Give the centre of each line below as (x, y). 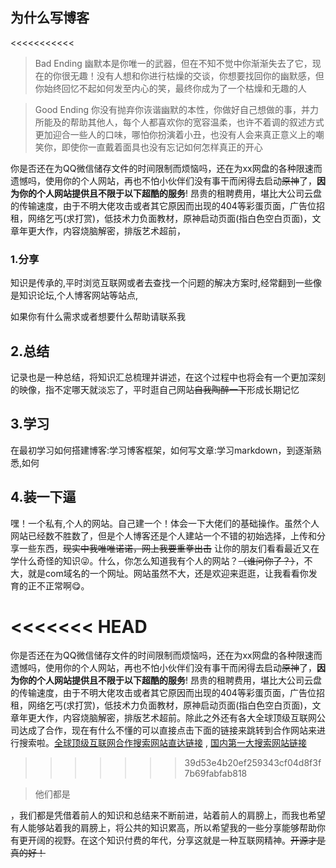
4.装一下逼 (43, 497)
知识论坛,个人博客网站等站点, (78, 295)
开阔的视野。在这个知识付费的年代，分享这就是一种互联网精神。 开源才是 (176, 840)
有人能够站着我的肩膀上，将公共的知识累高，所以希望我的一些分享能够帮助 (163, 828)
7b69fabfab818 (216, 774)
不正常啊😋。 (63, 585)
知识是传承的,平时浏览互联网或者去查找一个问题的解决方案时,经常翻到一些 (162, 283)
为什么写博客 (50, 18)
